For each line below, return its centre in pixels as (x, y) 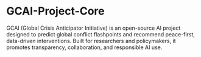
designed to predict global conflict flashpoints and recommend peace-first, (100, 34)
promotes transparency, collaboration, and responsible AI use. (84, 47)
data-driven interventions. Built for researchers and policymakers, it (91, 41)
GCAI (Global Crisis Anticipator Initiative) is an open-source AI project (93, 28)
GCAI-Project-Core (55, 11)
